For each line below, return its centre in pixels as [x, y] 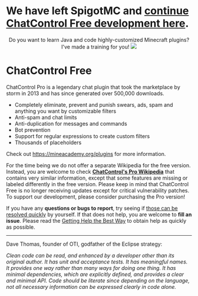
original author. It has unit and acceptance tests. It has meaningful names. [97, 262]
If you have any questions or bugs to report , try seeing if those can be [92, 208]
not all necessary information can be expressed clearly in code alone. [91, 287]
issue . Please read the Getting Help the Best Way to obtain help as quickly [96, 220]
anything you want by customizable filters [65, 111]
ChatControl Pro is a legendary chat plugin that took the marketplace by [93, 87]
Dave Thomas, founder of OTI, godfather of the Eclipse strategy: [84, 244]
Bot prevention [33, 130]
